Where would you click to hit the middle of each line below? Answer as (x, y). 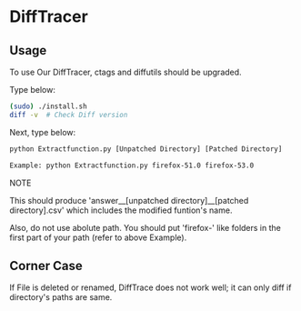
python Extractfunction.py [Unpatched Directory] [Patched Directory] (146, 149)
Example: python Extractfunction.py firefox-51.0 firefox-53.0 (132, 166)
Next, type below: (43, 132)
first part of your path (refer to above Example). (98, 237)
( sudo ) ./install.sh (49, 106)
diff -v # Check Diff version (69, 115)
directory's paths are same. (61, 297)
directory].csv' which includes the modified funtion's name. (121, 210)
